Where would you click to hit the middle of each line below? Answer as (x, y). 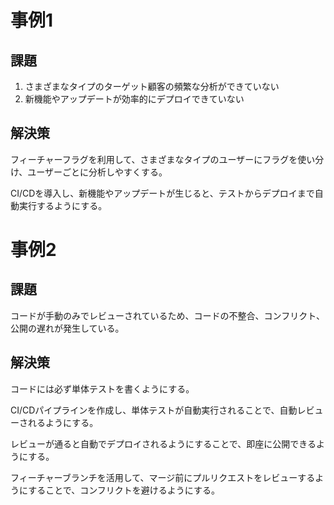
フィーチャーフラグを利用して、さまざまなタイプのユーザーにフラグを (154, 159)
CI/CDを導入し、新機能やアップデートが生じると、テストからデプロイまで (162, 193)
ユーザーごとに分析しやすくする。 (97, 172)
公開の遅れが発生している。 (67, 328)
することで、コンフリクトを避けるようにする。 (124, 490)
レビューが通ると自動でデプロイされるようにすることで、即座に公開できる (163, 443)
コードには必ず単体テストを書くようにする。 (102, 388)
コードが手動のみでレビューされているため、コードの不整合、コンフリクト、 (167, 315)
